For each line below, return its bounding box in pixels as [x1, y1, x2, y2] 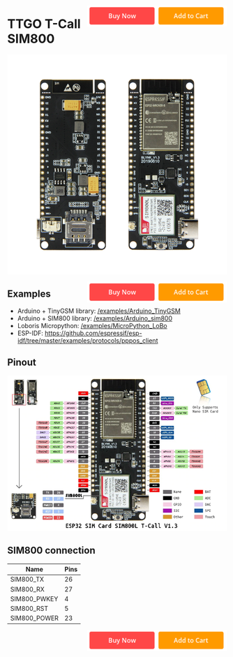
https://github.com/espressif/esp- [45, 329, 142, 337]
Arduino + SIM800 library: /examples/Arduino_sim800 [17, 313, 173, 323]
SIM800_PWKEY [10, 594, 59, 603]
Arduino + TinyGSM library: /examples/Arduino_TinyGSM [17, 307, 181, 315]
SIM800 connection [7, 545, 96, 556]
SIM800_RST [10, 605, 49, 613]
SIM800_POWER [10, 614, 59, 623]
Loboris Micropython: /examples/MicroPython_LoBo [17, 321, 167, 330]
